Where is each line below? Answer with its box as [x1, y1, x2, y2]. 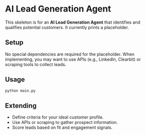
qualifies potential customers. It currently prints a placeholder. [5, 24, 130, 30]
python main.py [5, 88, 36, 93]
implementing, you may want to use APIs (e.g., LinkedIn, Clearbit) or [5, 56, 141, 62]
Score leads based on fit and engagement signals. [12, 124, 113, 131]
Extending [5, 101, 37, 109]
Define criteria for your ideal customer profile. [12, 114, 104, 120]
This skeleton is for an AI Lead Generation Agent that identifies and [5, 19, 141, 25]
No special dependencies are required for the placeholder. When [5, 51, 135, 57]
